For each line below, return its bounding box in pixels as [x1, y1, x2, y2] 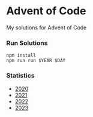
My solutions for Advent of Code [6, 24, 87, 31]
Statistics [6, 72, 35, 80]
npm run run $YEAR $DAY [6, 58, 66, 64]
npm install [6, 53, 36, 59]
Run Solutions [6, 39, 48, 47]
